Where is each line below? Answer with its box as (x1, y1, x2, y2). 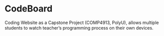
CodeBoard (4, 3, 53, 14)
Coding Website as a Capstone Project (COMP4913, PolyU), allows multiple (4, 19, 159, 25)
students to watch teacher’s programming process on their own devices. (4, 24, 154, 30)
